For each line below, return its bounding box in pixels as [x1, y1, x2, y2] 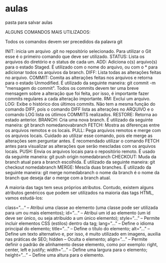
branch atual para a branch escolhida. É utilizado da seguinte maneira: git [5, 159, 155, 165]
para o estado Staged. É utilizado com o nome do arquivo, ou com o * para [5, 64, 158, 70]
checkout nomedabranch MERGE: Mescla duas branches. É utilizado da [5, 164, 152, 170]
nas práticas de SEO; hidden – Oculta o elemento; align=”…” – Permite [5, 236, 148, 242]
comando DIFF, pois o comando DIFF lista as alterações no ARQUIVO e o [5, 106, 154, 112]
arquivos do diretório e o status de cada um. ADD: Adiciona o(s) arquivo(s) [5, 59, 158, 65]
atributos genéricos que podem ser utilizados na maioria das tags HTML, [5, 190, 154, 196]
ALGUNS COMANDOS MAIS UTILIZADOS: [5, 29, 91, 35]
